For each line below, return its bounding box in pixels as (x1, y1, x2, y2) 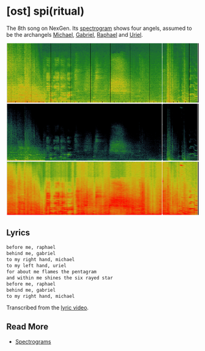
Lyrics (6, 227, 31, 238)
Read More (6, 322, 49, 332)
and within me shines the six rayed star (6, 275, 113, 281)
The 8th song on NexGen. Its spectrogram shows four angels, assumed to (6, 24, 192, 32)
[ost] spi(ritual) (6, 4, 85, 18)
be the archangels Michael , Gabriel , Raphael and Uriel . (6, 31, 143, 38)
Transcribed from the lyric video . (6, 304, 89, 311)
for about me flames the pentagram (6, 269, 97, 275)
